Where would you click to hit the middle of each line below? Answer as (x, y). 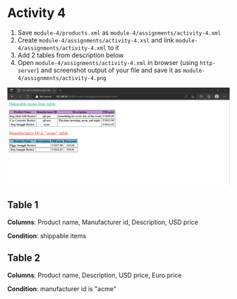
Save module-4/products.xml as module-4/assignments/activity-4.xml (119, 33)
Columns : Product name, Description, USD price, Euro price (95, 275)
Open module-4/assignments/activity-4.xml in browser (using (108, 62)
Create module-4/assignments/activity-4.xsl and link (96, 40)
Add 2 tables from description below (71, 55)
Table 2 (24, 258)
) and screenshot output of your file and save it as (109, 70)
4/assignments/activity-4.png (62, 78)
